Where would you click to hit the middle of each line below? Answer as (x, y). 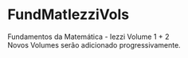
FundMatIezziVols (68, 15)
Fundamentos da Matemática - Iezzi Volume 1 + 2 (88, 37)
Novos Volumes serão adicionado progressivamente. (94, 44)
